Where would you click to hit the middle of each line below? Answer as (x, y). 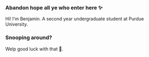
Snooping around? (29, 37)
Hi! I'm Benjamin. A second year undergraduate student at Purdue (75, 19)
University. (17, 24)
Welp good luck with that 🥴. (34, 49)
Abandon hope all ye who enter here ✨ (54, 8)
